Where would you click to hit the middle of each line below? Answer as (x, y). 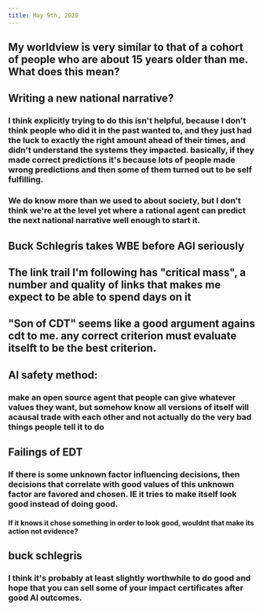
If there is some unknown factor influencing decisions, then (124, 474)
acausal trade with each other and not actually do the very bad (130, 417)
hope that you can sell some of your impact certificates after (126, 587)
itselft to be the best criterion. (82, 348)
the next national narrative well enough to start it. (104, 221)
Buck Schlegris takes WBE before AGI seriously (126, 245)
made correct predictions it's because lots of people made (122, 160)
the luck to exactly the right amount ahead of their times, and (127, 141)
